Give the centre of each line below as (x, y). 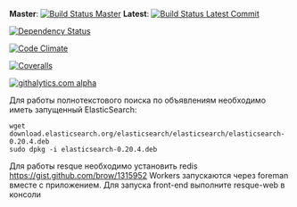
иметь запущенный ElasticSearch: (73, 110)
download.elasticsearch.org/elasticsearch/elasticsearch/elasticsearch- (147, 134)
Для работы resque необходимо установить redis (103, 166)
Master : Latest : (79, 14)
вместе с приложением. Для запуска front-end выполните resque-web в (147, 185)
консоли (25, 195)
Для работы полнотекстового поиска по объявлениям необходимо (137, 100)
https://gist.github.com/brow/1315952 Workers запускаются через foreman (149, 175)
